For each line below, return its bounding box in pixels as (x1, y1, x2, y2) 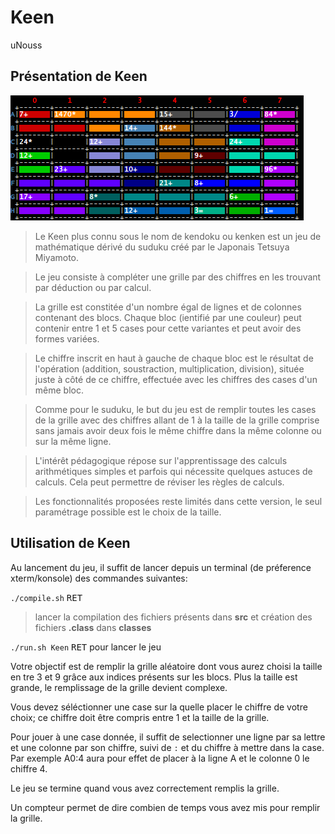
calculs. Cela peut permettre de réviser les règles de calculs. (34, 476, 285, 488)
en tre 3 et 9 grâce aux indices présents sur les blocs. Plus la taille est (10, 671, 298, 683)
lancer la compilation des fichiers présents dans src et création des (34, 611, 313, 623)
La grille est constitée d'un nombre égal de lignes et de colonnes (34, 301, 302, 313)
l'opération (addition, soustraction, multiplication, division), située (34, 362, 305, 375)
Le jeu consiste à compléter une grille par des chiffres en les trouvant (34, 271, 322, 283)
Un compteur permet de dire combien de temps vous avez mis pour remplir (10, 801, 321, 813)
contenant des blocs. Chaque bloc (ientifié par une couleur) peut (34, 311, 302, 323)
